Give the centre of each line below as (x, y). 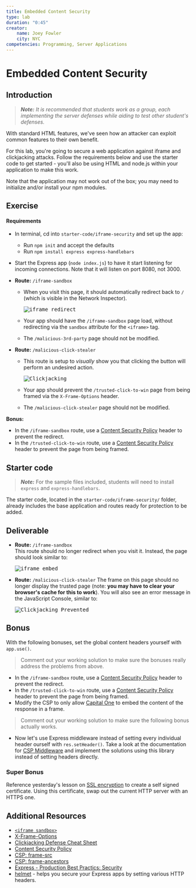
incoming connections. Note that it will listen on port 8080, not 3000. (98, 269)
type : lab (18, 17)
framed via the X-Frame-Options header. (71, 396)
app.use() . (19, 648)
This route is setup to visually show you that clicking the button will (104, 361)
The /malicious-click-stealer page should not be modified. (97, 407)
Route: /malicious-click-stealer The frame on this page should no (97, 580)
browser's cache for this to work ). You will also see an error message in (102, 592)
